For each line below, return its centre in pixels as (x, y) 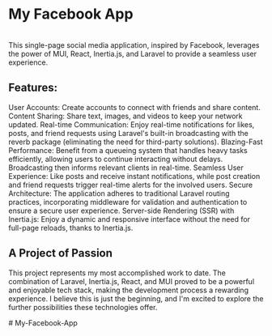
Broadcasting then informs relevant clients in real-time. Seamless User (126, 168)
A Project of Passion (61, 253)
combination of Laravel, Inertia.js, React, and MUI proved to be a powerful (132, 281)
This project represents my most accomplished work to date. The (117, 273)
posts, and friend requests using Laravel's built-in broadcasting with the (128, 133)
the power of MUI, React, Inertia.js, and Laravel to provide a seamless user (133, 53)
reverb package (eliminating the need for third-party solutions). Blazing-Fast (136, 142)
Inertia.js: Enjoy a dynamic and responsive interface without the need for (130, 219)
